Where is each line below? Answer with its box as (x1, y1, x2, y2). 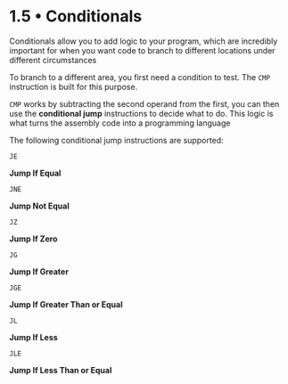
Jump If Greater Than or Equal (9, 298, 123, 309)
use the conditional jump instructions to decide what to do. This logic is (9, 108, 274, 118)
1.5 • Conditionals (9, 6, 143, 27)
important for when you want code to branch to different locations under (9, 45, 276, 55)
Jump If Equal (9, 167, 62, 178)
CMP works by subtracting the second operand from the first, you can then (9, 98, 280, 109)
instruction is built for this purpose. (9, 81, 138, 92)
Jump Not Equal (9, 200, 70, 211)
